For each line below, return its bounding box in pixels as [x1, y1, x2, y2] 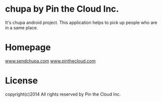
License [5, 75, 38, 86]
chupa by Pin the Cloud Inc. [5, 3, 119, 15]
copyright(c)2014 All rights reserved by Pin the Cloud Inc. [5, 91, 121, 97]
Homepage [5, 42, 51, 53]
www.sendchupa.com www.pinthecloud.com [5, 58, 96, 64]
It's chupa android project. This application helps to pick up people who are [5, 20, 158, 25]
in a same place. [5, 24, 38, 30]
